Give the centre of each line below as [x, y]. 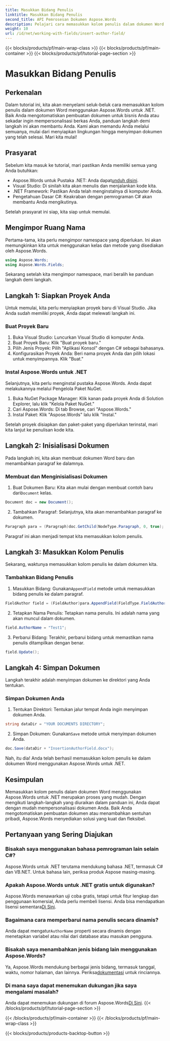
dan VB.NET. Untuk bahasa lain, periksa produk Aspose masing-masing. [80, 872]
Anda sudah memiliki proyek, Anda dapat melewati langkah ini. [70, 313]
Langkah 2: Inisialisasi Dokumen [57, 446]
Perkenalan [24, 93]
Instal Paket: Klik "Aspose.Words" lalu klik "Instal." [65, 414]
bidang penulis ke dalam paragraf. [48, 594]
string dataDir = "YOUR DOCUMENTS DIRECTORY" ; [55, 724]
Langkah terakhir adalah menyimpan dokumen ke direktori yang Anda [78, 680]
